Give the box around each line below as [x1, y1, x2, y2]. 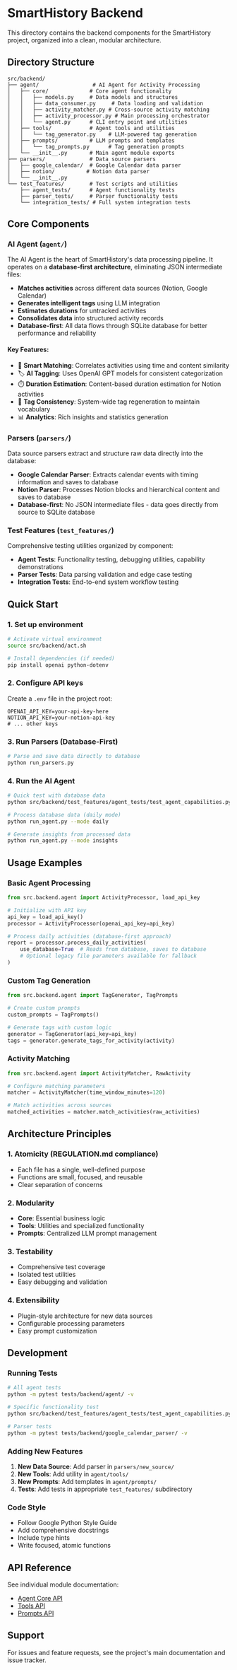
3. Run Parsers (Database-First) [7, 737, 119, 747]
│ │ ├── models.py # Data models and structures [7, 93, 178, 100]
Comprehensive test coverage [17, 1263, 106, 1271]
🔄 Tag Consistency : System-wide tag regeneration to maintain [17, 397, 200, 406]
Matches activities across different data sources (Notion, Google [17, 284, 208, 293]
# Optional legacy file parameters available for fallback [20, 952, 197, 959]
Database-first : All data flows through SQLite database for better [17, 322, 208, 330]
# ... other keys [7, 720, 59, 728]
